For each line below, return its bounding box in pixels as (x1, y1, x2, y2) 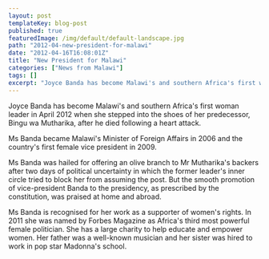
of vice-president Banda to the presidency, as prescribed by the (8, 183, 219, 192)
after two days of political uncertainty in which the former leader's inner (8, 166, 246, 176)
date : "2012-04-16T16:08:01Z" (8, 49, 110, 57)
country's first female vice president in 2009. (8, 142, 158, 152)
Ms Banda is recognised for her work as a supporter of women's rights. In (8, 207, 252, 217)
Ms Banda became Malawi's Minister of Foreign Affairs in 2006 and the (8, 133, 243, 143)
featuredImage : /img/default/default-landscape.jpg (8, 34, 184, 42)
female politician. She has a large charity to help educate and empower (8, 224, 243, 233)
